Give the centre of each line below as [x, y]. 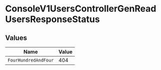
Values [16, 38]
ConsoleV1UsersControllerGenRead [81, 9]
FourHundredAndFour [31, 60]
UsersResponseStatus [53, 19]
